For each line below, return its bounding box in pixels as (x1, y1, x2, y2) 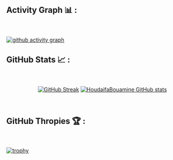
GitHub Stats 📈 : (6, 54, 71, 65)
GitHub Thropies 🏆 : (6, 116, 86, 126)
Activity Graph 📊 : (6, 5, 77, 15)
